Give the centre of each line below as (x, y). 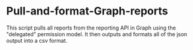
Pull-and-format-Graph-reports (87, 11)
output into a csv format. (37, 40)
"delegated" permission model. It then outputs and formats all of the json (97, 34)
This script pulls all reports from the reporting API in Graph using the (91, 28)
